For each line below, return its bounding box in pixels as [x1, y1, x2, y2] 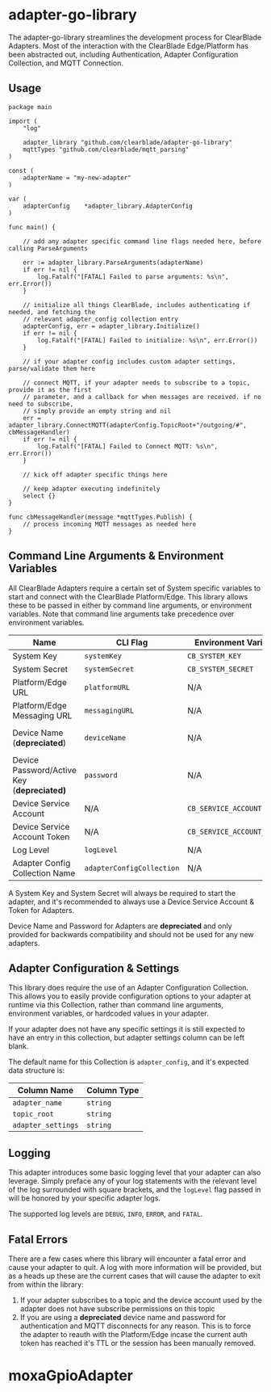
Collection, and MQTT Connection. [8, 58, 123, 68]
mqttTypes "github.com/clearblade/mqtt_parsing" [23, 145, 190, 153]
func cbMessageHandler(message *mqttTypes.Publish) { [8, 513, 194, 521]
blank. [8, 1041, 29, 1051]
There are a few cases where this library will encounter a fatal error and [8, 1254, 246, 1264]
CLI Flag [115, 637, 148, 648]
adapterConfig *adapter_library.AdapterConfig [23, 202, 194, 210]
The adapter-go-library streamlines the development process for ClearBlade [8, 32, 262, 42]
